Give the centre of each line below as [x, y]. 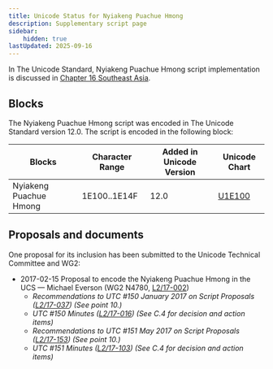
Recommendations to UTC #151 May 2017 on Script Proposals [136, 331]
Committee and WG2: [45, 263]
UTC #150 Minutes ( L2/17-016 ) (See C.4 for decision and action [139, 313]
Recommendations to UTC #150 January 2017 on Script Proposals [143, 296]
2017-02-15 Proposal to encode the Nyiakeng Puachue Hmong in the [135, 279]
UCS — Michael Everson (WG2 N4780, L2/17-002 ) [104, 287]
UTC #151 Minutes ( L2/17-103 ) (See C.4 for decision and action [138, 348]
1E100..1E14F [110, 196]
